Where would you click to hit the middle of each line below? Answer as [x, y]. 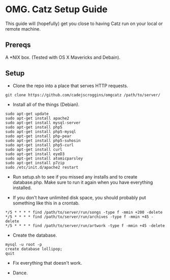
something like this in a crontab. [46, 203]
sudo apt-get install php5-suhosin [43, 141]
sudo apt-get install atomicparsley [44, 158]
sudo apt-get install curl [34, 149]
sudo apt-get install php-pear [38, 136]
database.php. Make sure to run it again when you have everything [83, 182]
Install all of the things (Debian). [46, 104]
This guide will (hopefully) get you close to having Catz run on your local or [84, 23]
